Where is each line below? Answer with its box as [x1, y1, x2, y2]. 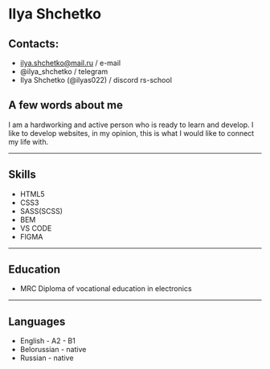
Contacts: [8, 37, 59, 51]
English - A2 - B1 [19, 336, 76, 346]
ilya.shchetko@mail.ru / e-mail [19, 58, 121, 68]
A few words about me [8, 98, 123, 113]
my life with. [8, 137, 49, 146]
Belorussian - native [19, 345, 87, 355]
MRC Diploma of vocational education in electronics [19, 284, 192, 293]
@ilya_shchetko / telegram [19, 67, 108, 76]
